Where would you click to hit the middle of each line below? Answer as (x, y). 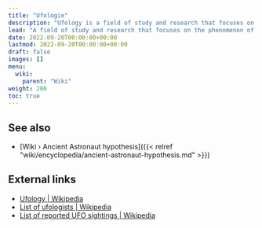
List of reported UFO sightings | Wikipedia (87, 215)
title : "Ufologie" (38, 15)
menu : (17, 67)
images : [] (26, 60)
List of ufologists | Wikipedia (65, 207)
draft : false (29, 52)
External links (42, 180)
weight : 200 (27, 88)
